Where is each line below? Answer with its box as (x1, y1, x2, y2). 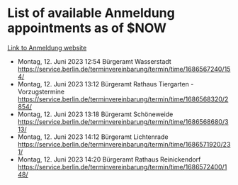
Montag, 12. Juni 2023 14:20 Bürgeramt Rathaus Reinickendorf (17, 155, 201, 164)
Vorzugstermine (17, 87, 65, 96)
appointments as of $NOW (7, 20, 167, 36)
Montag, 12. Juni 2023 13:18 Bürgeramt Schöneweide (17, 110, 174, 118)
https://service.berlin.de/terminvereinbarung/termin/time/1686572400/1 (17, 162, 227, 171)
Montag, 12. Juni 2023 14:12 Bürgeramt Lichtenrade (17, 133, 169, 141)
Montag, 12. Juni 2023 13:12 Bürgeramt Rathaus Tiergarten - (17, 79, 194, 88)
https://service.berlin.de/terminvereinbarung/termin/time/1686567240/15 (17, 65, 231, 73)
